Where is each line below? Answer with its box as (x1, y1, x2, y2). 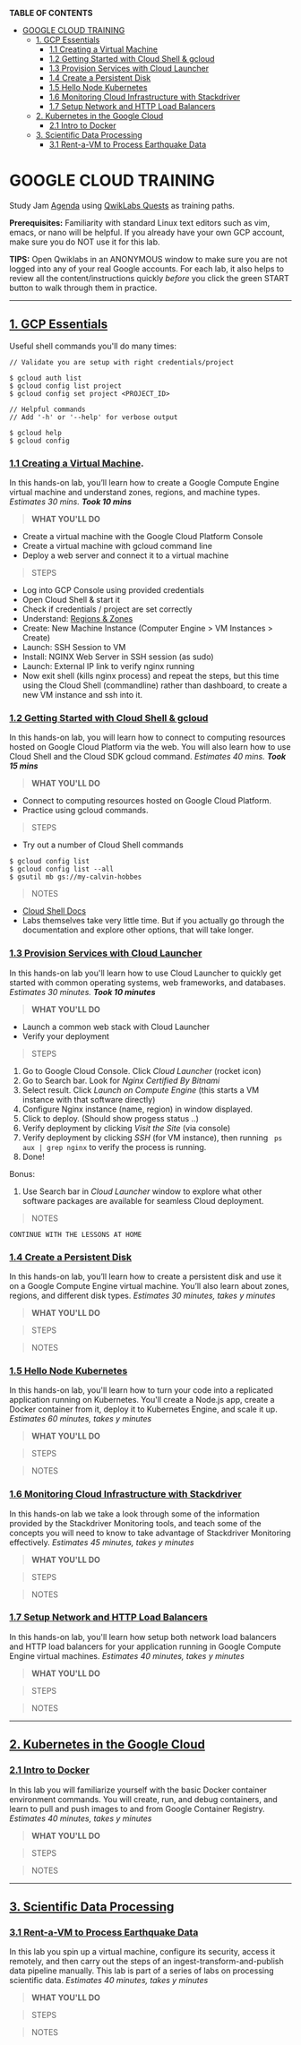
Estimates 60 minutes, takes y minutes (9, 1413, 152, 1424)
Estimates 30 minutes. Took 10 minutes (9, 986, 156, 997)
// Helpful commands (9, 405, 87, 414)
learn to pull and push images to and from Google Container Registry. (9, 1803, 265, 1814)
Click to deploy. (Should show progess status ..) (21, 1113, 200, 1123)
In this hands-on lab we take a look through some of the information (9, 1508, 260, 1519)
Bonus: (9, 1168, 36, 1179)
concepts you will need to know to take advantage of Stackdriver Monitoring (9, 1527, 291, 1538)
